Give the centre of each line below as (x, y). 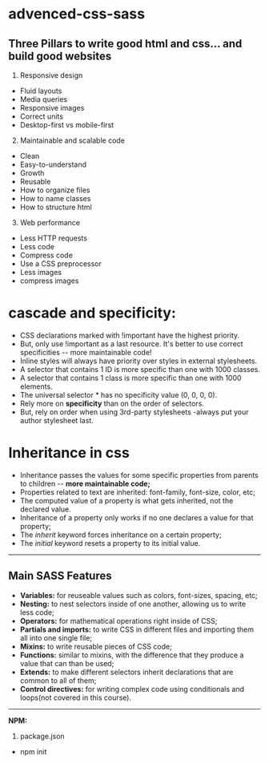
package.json (42, 736)
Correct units (42, 116)
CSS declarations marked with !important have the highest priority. (130, 335)
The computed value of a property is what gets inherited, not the (126, 500)
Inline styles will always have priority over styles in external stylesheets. (139, 361)
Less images (41, 272)
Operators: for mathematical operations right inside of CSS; (118, 620)
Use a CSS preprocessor (61, 264)
